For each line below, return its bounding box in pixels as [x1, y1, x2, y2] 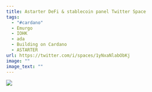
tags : [6, 14, 19, 20]
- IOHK [11, 31, 28, 37]
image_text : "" [6, 63, 44, 70]
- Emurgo [11, 25, 33, 31]
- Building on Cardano [11, 42, 67, 48]
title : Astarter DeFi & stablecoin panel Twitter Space [6, 8, 146, 15]
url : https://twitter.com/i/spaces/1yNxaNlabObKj [6, 52, 131, 58]
